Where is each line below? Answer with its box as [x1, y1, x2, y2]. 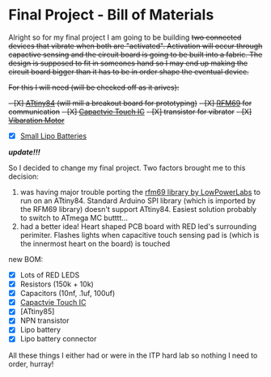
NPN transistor [19, 316, 70, 325]
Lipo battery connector [19, 334, 97, 344]
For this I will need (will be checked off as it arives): [8, 83, 180, 92]
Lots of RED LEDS [19, 270, 80, 280]
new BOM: [8, 255, 44, 264]
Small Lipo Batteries [19, 131, 87, 141]
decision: [8, 172, 39, 181]
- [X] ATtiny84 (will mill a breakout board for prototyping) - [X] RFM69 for [8, 98, 252, 108]
